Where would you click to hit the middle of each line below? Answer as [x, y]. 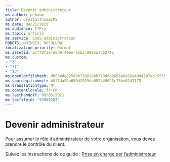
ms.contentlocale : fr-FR [31, 90]
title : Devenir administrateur [38, 10]
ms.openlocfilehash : [27, 76]
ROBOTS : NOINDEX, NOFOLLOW [34, 43]
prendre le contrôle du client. [35, 144]
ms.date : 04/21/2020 [27, 24]
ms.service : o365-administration [40, 39]
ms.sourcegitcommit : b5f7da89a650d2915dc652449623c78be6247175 [73, 81]
